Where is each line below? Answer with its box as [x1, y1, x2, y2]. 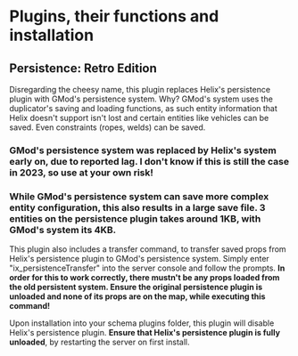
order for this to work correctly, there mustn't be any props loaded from [9, 272, 280, 283]
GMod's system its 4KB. [9, 223, 117, 236]
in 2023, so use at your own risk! [9, 166, 154, 179]
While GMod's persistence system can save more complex [9, 190, 269, 202]
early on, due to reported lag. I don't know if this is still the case [9, 155, 290, 167]
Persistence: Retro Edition [9, 61, 158, 76]
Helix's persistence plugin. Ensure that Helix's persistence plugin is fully [9, 328, 281, 338]
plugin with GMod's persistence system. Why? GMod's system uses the [9, 93, 274, 104]
